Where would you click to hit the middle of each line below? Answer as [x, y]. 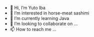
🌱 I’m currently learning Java [39, 18]
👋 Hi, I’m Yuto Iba [28, 8]
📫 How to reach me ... [33, 29]
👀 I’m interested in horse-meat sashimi [49, 13]
